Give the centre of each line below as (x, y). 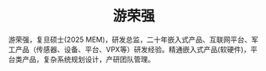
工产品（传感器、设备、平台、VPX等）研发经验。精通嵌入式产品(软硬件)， (129, 49)
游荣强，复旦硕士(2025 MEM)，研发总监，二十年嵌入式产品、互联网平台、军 (133, 39)
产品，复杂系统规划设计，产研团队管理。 (88, 59)
